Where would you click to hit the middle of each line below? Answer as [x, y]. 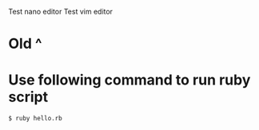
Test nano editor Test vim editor [61, 12]
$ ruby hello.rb [35, 119]
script [28, 97]
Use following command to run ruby [129, 80]
